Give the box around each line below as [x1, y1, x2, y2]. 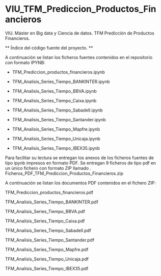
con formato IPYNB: [5, 59, 46, 65]
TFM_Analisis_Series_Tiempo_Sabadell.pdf [5, 227, 92, 233]
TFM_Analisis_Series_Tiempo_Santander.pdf [5, 237, 95, 243]
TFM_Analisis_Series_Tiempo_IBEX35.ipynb [12, 145, 100, 151]
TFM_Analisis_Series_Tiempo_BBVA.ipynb [12, 88, 97, 94]
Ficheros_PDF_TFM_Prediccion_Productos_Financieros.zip [5, 170, 124, 176]
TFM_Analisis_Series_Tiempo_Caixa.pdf [5, 218, 85, 224]
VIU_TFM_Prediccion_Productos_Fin [5, 3, 156, 15]
